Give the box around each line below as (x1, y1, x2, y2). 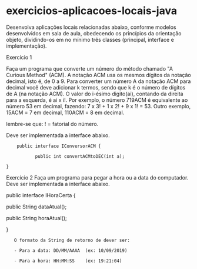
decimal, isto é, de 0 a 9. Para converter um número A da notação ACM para (6, 78, 191, 85)
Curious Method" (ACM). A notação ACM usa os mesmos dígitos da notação (6, 71, 191, 78)
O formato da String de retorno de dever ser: (14, 237, 131, 243)
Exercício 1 (6, 54, 32, 61)
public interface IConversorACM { (16, 143, 101, 149)
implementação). (6, 42, 47, 49)
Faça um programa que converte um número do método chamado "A (6, 65, 173, 72)
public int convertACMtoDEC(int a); (35, 153, 125, 160)
